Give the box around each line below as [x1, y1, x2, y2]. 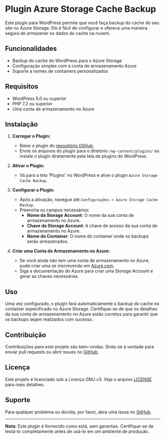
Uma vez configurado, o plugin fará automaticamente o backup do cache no [5, 301, 160, 306]
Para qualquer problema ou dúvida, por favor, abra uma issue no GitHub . [5, 409, 152, 415]
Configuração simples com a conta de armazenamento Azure [12, 63, 137, 68]
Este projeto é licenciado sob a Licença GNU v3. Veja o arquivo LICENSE [5, 376, 152, 382]
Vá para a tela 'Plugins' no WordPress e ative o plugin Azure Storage [19, 172, 158, 178]
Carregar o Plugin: [12, 133, 51, 139]
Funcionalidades [5, 44, 57, 53]
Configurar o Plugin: [12, 187, 55, 193]
